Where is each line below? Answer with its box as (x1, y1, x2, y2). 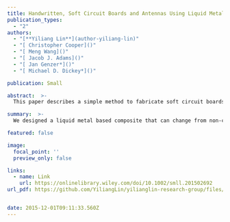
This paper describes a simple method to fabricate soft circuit (13, 99, 204, 106)
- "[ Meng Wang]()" (13, 49, 69, 56)
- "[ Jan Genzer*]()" (13, 61, 75, 68)
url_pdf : (7, 186, 32, 193)
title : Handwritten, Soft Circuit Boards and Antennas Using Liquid (7, 10, 207, 17)
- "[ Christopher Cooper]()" (13, 42, 97, 49)
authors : (7, 29, 32, 36)
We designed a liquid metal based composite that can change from (13, 117, 207, 124)
